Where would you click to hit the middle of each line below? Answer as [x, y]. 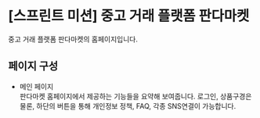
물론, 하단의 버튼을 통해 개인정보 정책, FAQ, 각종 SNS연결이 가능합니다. [128, 105]
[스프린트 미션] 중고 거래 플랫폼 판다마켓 [129, 16]
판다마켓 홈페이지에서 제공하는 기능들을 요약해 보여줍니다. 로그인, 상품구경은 [135, 96]
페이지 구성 [33, 66]
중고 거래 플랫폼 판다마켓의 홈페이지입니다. [73, 39]
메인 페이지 [36, 86]
